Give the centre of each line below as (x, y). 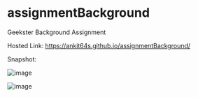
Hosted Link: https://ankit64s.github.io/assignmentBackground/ (99, 45)
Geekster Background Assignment (57, 32)
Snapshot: (22, 59)
